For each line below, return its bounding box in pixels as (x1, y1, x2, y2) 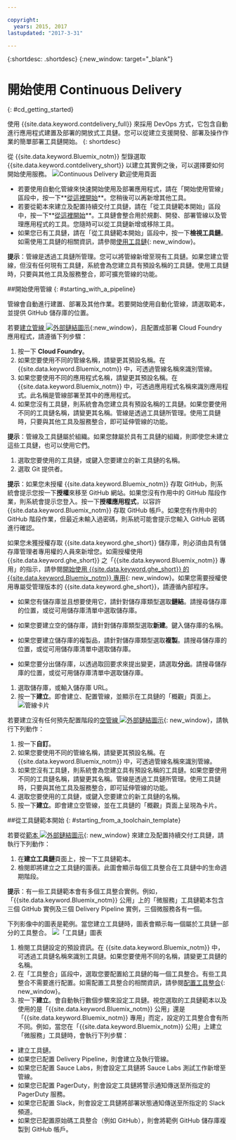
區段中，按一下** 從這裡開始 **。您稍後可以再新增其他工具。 (17, 194, 190, 202)
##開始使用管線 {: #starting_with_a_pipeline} (7, 285, 136, 294)
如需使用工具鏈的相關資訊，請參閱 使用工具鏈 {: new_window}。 (17, 237, 200, 246)
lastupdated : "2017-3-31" (7, 30, 83, 37)
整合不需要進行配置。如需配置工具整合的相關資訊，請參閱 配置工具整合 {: (17, 978, 225, 987)
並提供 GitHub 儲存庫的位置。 (7, 308, 93, 317)
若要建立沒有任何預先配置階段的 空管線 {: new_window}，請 (7, 716, 223, 724)
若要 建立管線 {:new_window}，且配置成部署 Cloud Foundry (7, 324, 223, 332)
